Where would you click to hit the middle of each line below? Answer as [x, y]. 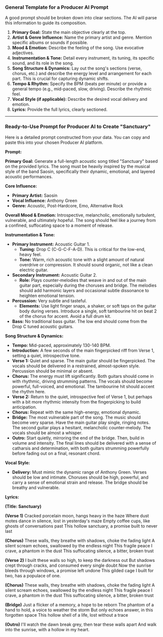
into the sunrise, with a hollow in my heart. [47, 629]
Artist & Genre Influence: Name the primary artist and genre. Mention [82, 37]
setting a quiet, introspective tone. [46, 356]
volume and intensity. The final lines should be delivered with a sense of [84, 443]
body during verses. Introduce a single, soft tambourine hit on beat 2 [88, 311]
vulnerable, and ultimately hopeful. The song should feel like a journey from [81, 220]
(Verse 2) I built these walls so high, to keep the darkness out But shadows [80, 560]
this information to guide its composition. [46, 23]
